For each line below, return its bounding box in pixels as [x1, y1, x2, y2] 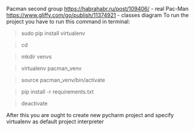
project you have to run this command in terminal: [6, 18, 130, 25]
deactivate [21, 100, 48, 107]
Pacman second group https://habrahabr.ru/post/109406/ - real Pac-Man [6, 5, 189, 12]
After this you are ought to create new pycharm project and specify [6, 112, 174, 118]
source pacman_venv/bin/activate [21, 77, 105, 83]
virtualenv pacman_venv [21, 65, 82, 72]
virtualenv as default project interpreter [6, 118, 104, 125]
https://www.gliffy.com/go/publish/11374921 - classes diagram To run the [6, 11, 189, 19]
